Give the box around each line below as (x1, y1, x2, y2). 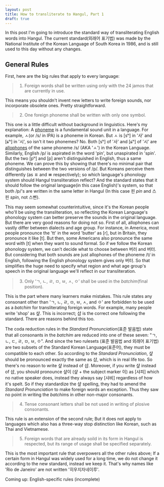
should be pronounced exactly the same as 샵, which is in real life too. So (5, 356, 153, 362)
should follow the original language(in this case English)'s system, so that (5, 182, 153, 188)
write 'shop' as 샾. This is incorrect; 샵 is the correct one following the (5, 310, 145, 316)
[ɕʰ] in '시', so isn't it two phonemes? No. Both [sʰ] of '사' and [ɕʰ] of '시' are (5, 139, 157, 145)
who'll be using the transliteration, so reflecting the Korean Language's (5, 209, 148, 215)
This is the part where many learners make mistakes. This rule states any (5, 293, 153, 299)
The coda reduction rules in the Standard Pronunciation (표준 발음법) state (5, 326, 153, 332)
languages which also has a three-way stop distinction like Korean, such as (5, 421, 157, 427)
